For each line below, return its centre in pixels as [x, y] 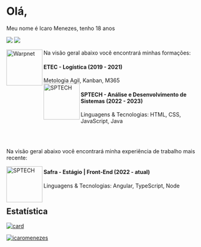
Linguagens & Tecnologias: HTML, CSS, [131, 115]
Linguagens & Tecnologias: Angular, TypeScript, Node [112, 186]
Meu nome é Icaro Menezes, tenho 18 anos [61, 28]
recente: [17, 158]
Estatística [27, 211]
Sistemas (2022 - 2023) [112, 101]
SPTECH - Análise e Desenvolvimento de [134, 94]
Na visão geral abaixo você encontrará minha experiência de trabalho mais [101, 151]
